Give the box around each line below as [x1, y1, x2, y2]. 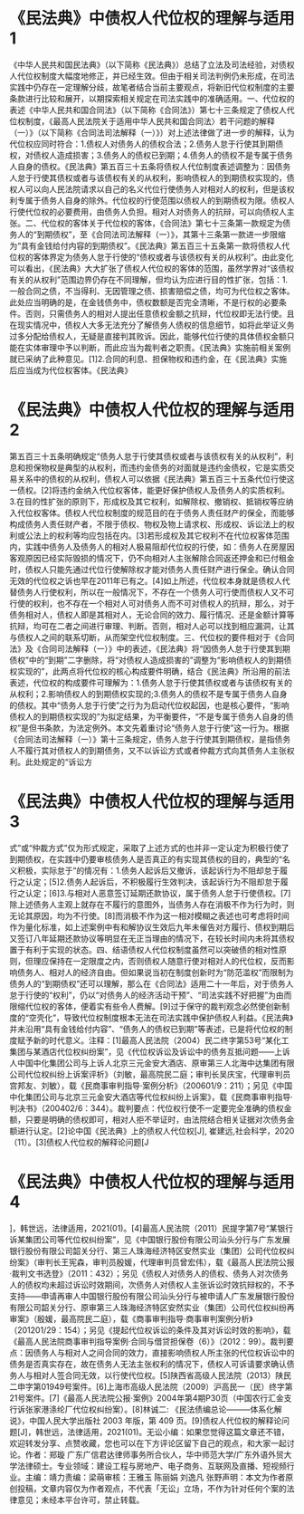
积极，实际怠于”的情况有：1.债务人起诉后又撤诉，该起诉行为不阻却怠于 [16, 865, 280, 876]
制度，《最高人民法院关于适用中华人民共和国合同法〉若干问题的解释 [24, 115, 275, 127]
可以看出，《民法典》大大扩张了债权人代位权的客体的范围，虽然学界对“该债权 [9, 263, 295, 273]
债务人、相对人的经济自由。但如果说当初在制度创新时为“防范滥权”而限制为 [16, 966, 294, 978]
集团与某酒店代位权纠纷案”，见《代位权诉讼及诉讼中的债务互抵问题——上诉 [9, 1046, 291, 1057]
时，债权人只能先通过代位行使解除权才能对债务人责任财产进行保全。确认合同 [9, 563, 295, 575]
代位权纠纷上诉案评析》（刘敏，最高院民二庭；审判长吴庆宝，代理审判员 [24, 1068, 291, 1079]
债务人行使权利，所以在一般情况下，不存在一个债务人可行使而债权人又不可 [16, 586, 295, 598]
